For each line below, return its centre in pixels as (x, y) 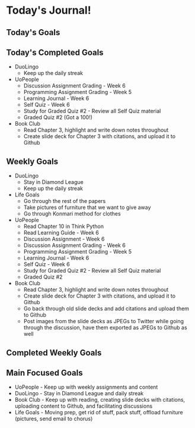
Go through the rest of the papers (65, 201)
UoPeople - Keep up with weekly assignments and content (86, 387)
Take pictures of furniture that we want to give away (87, 207)
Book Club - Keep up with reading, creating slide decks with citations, (100, 400)
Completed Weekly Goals (54, 353)
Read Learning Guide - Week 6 (61, 233)
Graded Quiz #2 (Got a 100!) (58, 117)
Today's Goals (33, 32)
